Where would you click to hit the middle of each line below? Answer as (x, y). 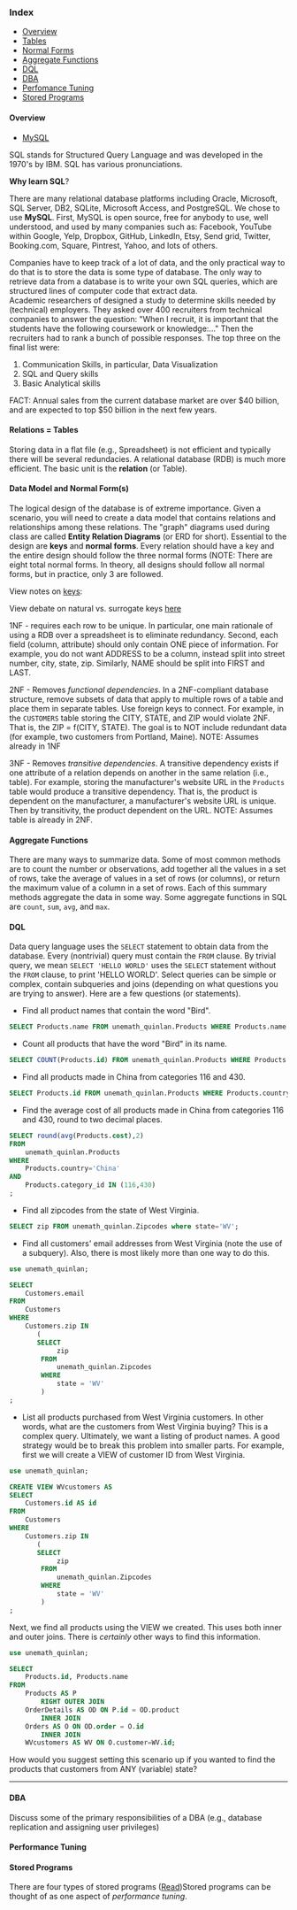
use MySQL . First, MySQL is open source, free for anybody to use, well (139, 217)
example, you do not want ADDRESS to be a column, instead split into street (147, 653)
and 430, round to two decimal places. (92, 1119)
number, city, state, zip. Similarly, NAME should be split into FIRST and (137, 663)
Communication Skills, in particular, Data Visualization (120, 364)
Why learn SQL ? (39, 181)
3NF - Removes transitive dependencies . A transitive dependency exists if (144, 763)
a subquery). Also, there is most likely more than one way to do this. (145, 1252)
